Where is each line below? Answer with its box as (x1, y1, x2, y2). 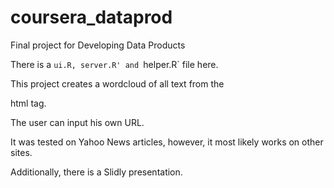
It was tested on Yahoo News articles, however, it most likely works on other (10, 136, 324, 148)
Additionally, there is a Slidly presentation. (10, 166, 183, 178)
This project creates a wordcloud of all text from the (10, 77, 225, 90)
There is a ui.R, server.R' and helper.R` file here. (10, 58, 219, 70)
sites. (10, 146, 33, 158)
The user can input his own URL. (10, 116, 145, 128)
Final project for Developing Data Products (10, 39, 186, 51)
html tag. (10, 97, 47, 109)
